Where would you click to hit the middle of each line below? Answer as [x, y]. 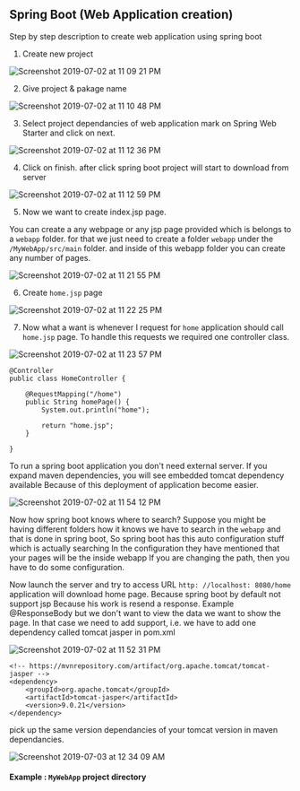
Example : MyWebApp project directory [78, 777]
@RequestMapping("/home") [74, 394]
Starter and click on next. [69, 133]
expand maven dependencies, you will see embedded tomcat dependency [147, 475]
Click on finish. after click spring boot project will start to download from [155, 167]
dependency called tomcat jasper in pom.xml [93, 632]
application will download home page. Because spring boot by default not [145, 594]
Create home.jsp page [62, 292]
